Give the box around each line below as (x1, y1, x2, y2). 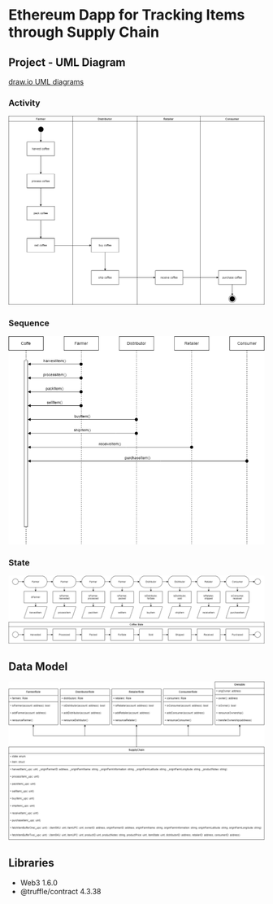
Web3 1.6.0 (19, 877, 58, 888)
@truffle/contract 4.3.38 (19, 886, 102, 896)
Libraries (8, 856, 54, 870)
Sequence (8, 317, 50, 329)
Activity (8, 97, 41, 108)
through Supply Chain (8, 23, 160, 41)
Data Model (8, 659, 68, 673)
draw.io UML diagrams (8, 77, 84, 86)
